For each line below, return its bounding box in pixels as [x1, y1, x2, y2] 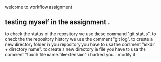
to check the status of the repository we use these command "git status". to [5, 31, 156, 37]
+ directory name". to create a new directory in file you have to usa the [5, 46, 146, 52]
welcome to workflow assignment [5, 4, 73, 10]
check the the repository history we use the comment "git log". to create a [5, 36, 153, 42]
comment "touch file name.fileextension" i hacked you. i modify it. [5, 51, 137, 57]
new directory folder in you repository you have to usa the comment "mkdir [5, 41, 155, 47]
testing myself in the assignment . [5, 18, 110, 26]
